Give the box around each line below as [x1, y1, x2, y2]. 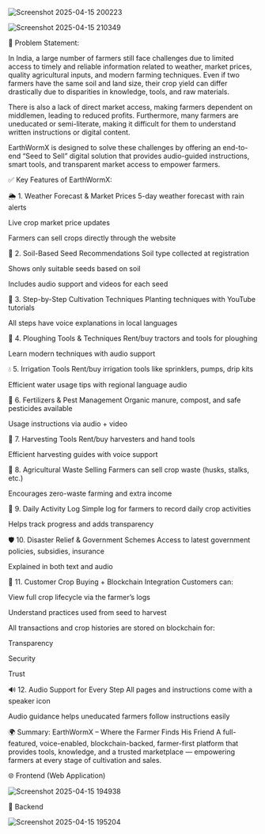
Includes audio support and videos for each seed [8, 279, 168, 289]
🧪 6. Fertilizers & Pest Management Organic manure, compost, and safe [8, 395, 241, 405]
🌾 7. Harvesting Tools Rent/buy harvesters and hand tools [8, 435, 195, 443]
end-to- [222, 143, 248, 152]
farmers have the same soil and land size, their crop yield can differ [8, 79, 228, 88]
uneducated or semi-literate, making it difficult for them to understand [8, 119, 237, 128]
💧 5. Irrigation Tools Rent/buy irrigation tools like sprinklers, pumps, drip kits [8, 364, 254, 373]
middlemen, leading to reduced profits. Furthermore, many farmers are [8, 111, 239, 120]
